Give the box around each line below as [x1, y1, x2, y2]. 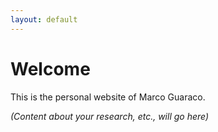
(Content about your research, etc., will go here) [10, 110, 210, 122]
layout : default [10, 14, 78, 25]
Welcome [10, 57, 91, 80]
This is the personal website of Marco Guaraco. [10, 91, 206, 103]
